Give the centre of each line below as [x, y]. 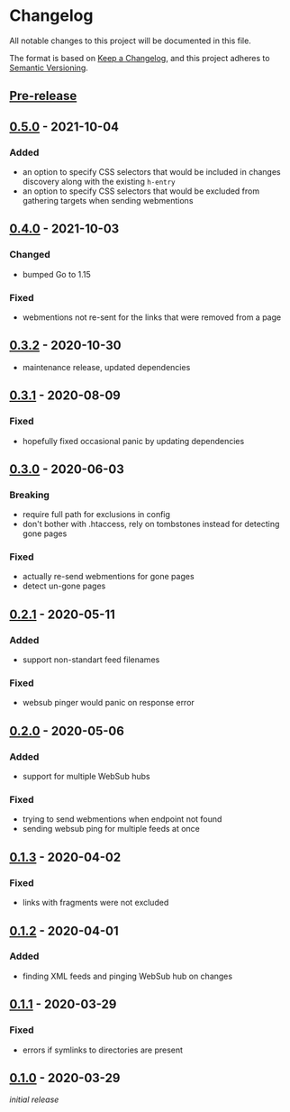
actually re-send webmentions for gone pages [109, 577]
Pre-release [43, 96]
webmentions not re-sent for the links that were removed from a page [152, 317]
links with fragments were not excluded [95, 903]
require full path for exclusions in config [96, 515]
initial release [34, 1099]
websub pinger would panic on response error [109, 703]
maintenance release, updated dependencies [106, 367]
